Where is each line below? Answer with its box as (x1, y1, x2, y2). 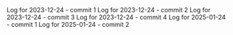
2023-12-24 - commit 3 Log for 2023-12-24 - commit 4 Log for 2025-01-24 (6, 13, 226, 21)
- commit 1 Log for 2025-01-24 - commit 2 (6, 21, 130, 28)
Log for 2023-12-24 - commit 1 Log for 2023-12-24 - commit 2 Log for (6, 6, 211, 14)
